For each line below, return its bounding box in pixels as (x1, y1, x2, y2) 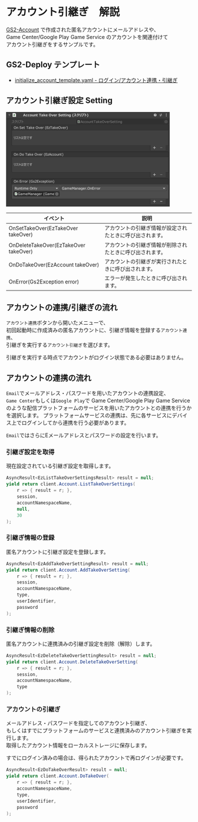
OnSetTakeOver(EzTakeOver (8, 225, 78, 232)
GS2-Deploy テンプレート (6, 60, 100, 70)
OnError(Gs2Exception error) (8, 278, 80, 285)
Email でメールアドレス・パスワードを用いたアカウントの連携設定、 (6, 390, 169, 397)
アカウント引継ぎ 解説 (6, 5, 120, 19)
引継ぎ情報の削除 (6, 625, 55, 634)
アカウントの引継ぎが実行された (104, 257, 183, 265)
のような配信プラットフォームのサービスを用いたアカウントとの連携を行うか (6, 405, 192, 412)
